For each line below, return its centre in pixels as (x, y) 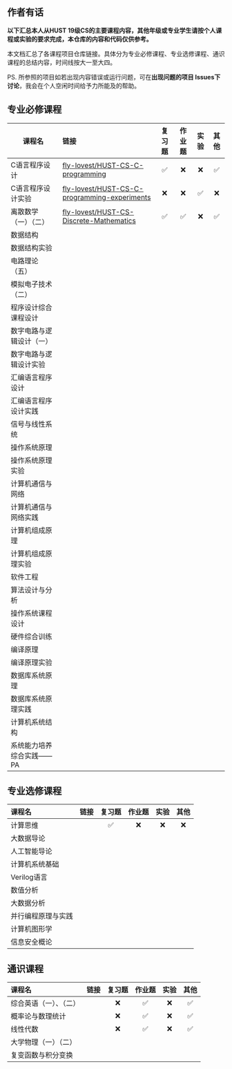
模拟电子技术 (32, 284)
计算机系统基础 (35, 864)
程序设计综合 (32, 308)
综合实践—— (32, 755)
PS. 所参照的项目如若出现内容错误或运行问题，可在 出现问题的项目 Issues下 (114, 77)
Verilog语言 (29, 878)
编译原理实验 (32, 662)
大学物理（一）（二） (44, 1042)
